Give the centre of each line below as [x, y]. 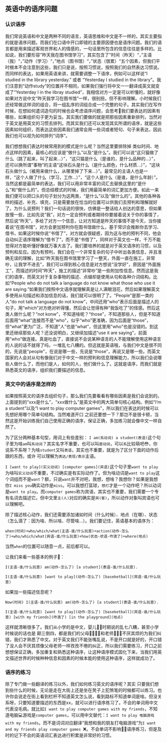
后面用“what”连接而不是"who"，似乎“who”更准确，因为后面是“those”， [78, 320]
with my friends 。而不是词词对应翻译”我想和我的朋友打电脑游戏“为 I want [81, 723]
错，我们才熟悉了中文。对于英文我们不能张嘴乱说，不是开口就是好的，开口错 [83, 639]
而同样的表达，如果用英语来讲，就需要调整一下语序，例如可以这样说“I [76, 73]
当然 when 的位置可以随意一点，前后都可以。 [49, 546]
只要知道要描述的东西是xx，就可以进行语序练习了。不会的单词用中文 [88, 703]
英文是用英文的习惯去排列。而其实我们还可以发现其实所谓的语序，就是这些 [85, 123]
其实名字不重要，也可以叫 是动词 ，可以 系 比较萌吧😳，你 [102, 444]
